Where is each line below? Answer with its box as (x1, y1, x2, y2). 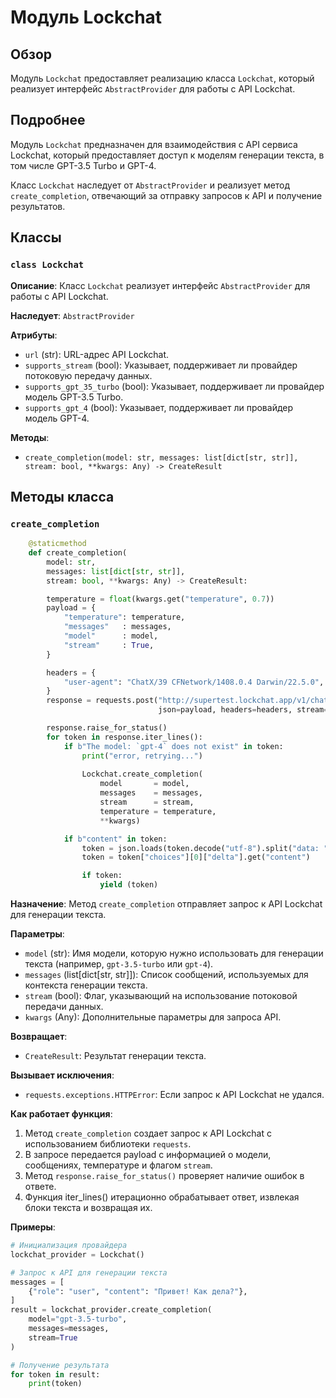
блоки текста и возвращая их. (24, 1202, 153, 1214)
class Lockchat (10, 259, 85, 271)
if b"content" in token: (63, 834, 168, 844)
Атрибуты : (10, 329, 58, 341)
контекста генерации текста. (24, 979, 148, 991)
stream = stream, (99, 797, 195, 808)
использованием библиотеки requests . (24, 1138, 192, 1150)
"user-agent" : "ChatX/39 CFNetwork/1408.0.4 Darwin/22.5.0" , (63, 677, 325, 687)
